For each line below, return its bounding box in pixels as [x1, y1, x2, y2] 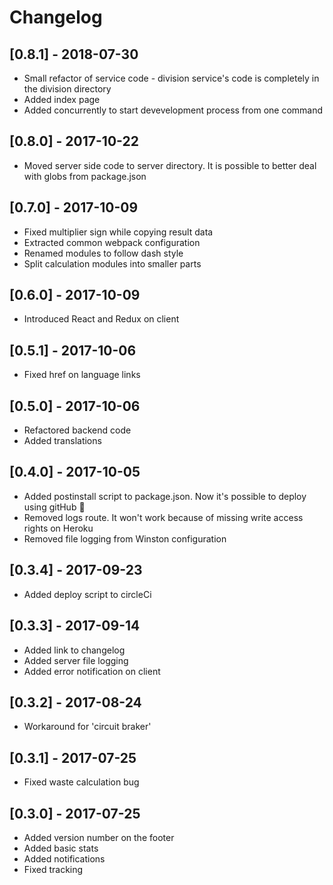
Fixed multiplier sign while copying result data [23, 226, 214, 238]
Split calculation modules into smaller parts [23, 257, 202, 270]
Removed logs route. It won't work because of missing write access [23, 511, 304, 523]
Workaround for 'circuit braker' [23, 721, 152, 733]
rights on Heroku [23, 522, 94, 534]
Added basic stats [23, 842, 99, 854]
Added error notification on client [23, 665, 161, 677]
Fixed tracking [23, 863, 84, 875]
